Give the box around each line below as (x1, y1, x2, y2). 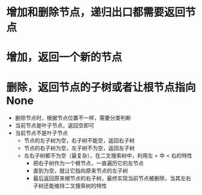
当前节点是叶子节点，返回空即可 (14, 122, 94, 129)
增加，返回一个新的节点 (6, 51, 123, 64)
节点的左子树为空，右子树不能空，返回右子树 (23, 137, 135, 144)
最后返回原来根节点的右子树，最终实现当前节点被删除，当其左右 (32, 174, 191, 182)
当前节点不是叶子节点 (14, 129, 68, 136)
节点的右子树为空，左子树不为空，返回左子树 (23, 144, 135, 152)
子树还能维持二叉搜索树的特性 (32, 182, 107, 190)
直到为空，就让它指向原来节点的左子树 (32, 167, 128, 174)
